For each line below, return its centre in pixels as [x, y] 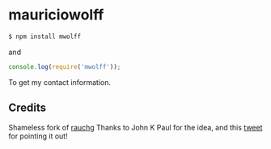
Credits [28, 108]
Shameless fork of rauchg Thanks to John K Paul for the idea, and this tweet [135, 127]
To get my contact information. [60, 82]
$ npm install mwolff [45, 36]
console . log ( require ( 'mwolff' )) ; [65, 66]
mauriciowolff [56, 15]
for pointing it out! [38, 136]
